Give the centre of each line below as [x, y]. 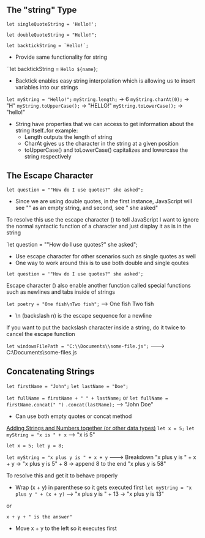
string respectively [48, 156]
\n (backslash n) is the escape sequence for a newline [83, 315]
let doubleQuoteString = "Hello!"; [52, 35]
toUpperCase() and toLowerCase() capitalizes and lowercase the [106, 150]
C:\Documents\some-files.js [42, 352]
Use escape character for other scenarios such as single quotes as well [105, 256]
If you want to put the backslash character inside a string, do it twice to [96, 327]
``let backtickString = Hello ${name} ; [52, 69]
